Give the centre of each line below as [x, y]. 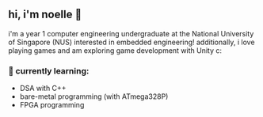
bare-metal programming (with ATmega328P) [94, 96]
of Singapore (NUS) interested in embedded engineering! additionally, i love [131, 42]
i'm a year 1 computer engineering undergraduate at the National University [131, 33]
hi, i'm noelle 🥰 [45, 15]
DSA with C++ [43, 89]
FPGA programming [52, 105]
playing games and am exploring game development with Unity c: [115, 50]
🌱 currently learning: [49, 70]
